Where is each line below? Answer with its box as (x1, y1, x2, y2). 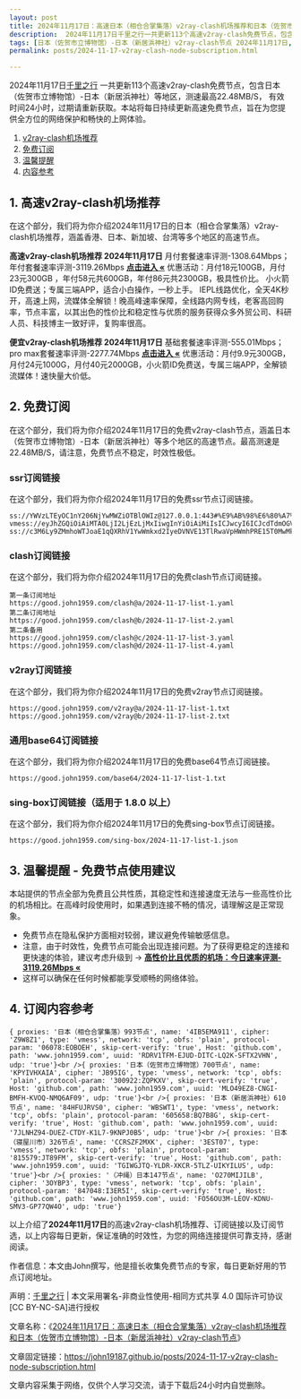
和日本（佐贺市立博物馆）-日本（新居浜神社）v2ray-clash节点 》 (9, 1332, 245, 1343)
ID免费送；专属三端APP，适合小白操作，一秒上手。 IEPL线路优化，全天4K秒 (9, 284, 289, 295)
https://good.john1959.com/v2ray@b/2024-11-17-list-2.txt (9, 711, 230, 721)
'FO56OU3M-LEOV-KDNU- (193, 1194, 275, 1203)
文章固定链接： (9, 1351, 64, 1361)
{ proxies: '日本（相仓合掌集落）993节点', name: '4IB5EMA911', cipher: (9, 1027, 271, 1036)
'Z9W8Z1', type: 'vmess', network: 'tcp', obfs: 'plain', (9, 1035, 230, 1044)
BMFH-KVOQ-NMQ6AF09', (9, 1094, 90, 1103)
